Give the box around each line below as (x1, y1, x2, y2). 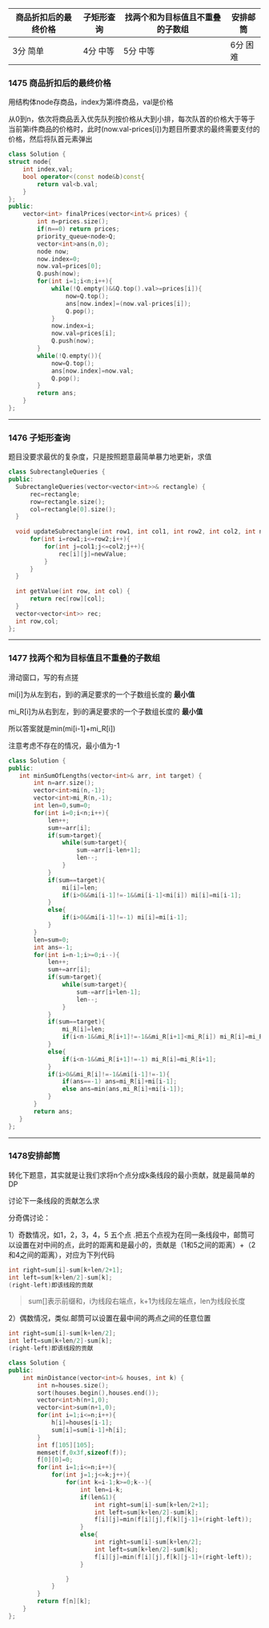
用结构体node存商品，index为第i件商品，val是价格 (8, 97, 174, 107)
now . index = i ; (50, 322, 94, 330)
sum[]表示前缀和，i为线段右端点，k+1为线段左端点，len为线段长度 (27, 1296, 246, 1306)
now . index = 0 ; (37, 254, 81, 263)
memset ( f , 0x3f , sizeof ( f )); (37, 1448, 127, 1456)
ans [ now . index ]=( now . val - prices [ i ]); (65, 299, 192, 307)
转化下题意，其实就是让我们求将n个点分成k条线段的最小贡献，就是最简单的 (8, 1170, 255, 1179)
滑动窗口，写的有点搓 (8, 672, 78, 682)
